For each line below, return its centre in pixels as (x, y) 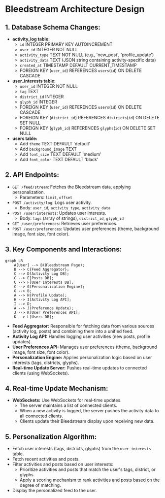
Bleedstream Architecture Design (75, 9)
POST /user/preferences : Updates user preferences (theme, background (85, 229)
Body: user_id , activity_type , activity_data (65, 207)
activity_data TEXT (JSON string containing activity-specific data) (88, 60)
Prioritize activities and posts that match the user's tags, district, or (88, 469)
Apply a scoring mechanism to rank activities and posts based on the (90, 480)
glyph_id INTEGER (38, 102)
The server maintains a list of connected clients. (68, 405)
